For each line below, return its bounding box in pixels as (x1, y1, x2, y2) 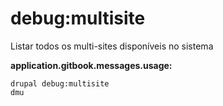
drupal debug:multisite (10, 78, 110, 89)
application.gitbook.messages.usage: (10, 59, 173, 71)
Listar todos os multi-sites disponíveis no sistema (10, 40, 214, 52)
